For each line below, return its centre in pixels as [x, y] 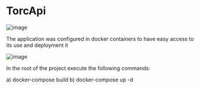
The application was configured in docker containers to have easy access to [100, 39]
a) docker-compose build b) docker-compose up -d [70, 80]
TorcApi [26, 11]
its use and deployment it [37, 45]
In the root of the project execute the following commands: [78, 68]
